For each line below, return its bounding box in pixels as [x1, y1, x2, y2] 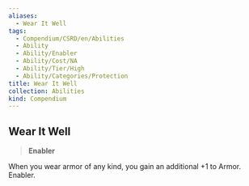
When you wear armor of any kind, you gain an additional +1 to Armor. [8, 162, 242, 171]
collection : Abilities [8, 87, 85, 95]
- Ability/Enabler [15, 49, 78, 57]
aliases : [8, 11, 38, 20]
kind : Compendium [8, 95, 67, 103]
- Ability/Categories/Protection [15, 72, 129, 80]
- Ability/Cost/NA [15, 57, 78, 66]
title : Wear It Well [8, 79, 78, 87]
